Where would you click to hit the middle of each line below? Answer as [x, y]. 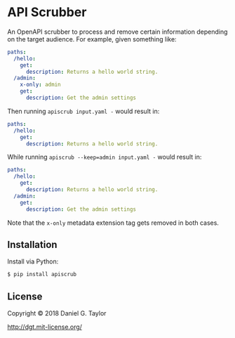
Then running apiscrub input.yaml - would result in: [83, 111]
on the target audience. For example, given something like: [92, 39]
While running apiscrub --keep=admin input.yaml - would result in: [105, 157]
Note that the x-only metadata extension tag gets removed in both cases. [113, 223]
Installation [32, 244]
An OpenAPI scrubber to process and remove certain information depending [117, 32]
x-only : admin [40, 85]
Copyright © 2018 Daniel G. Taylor [57, 313]
